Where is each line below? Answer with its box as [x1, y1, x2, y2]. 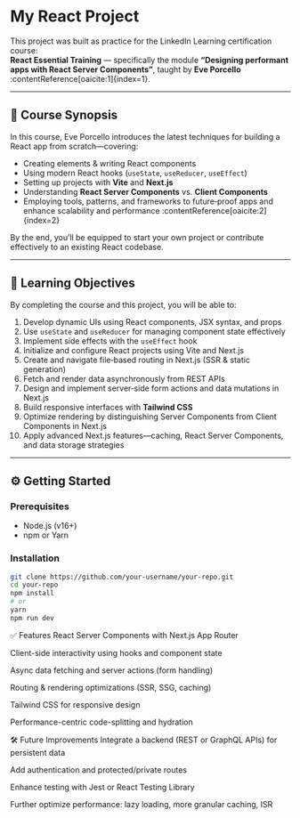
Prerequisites [10, 500, 69, 513]
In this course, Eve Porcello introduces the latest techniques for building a [10, 131, 280, 142]
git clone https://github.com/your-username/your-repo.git [10, 572, 234, 581]
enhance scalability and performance [22, 205, 160, 215]
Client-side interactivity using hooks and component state [10, 647, 223, 658]
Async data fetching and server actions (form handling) [10, 665, 214, 676]
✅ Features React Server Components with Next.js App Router [10, 629, 239, 640]
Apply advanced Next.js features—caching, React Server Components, [22, 430, 284, 441]
